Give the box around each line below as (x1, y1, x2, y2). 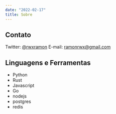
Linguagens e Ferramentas (5, 58, 91, 67)
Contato (5, 31, 31, 39)
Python (12, 72, 28, 78)
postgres (12, 98, 31, 104)
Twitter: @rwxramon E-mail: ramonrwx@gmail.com (5, 44, 111, 50)
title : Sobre (5, 12, 33, 17)
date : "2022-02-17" (5, 7, 46, 13)
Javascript (12, 82, 35, 88)
